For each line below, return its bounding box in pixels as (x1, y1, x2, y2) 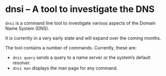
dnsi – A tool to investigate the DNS (5, 3, 155, 15)
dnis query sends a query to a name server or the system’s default (12, 54, 151, 60)
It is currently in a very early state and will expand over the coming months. (5, 35, 161, 41)
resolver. (12, 59, 31, 65)
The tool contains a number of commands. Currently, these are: (5, 44, 137, 50)
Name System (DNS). (5, 25, 49, 31)
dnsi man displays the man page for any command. (12, 65, 118, 71)
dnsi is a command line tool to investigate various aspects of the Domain (5, 20, 156, 26)
